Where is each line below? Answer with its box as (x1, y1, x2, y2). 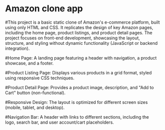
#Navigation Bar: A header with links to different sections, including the (5, 114, 149, 120)
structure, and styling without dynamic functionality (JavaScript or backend (5, 40, 158, 46)
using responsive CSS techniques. (5, 75, 75, 81)
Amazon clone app (5, 3, 83, 14)
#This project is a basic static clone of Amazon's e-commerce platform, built (5, 19, 160, 25)
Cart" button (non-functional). (5, 90, 66, 96)
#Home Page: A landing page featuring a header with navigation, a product (5, 55, 157, 61)
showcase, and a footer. (5, 60, 54, 66)
